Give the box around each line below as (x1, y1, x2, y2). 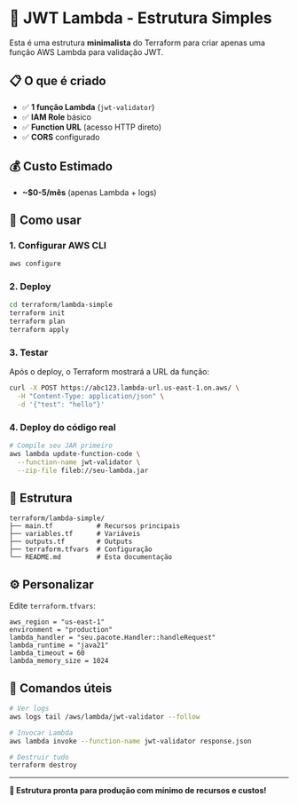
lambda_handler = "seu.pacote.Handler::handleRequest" (9, 634, 216, 642)
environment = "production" (9, 626, 114, 635)
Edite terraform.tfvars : (9, 601, 96, 611)
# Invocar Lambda (9, 728, 74, 737)
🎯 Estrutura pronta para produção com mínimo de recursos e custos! (9, 785, 267, 796)
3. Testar (9, 346, 49, 359)
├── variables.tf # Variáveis (9, 530, 141, 539)
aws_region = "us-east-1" (9, 618, 105, 627)
